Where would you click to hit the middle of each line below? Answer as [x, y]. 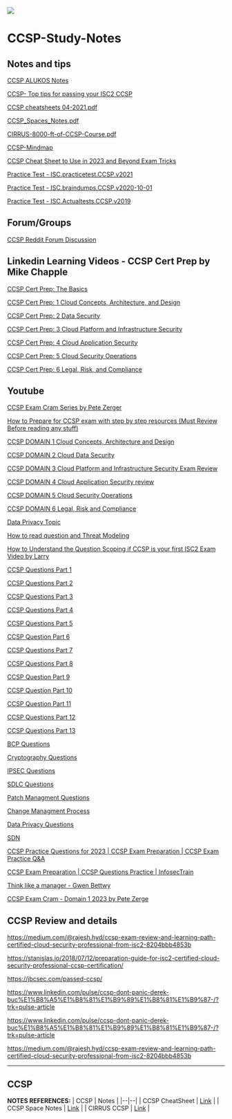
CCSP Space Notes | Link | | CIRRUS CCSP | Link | [78, 1108]
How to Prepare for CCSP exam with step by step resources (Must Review [112, 421]
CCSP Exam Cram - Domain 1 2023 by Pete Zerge [78, 899]
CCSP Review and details [62, 921]
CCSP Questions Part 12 [41, 717]
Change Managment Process [49, 811]
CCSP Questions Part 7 [40, 651]
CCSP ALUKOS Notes [38, 80]
